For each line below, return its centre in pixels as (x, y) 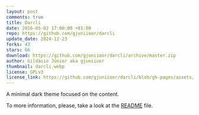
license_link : (24, 77)
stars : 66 (18, 50)
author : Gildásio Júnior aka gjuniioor (55, 61)
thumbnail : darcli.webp (36, 66)
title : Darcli (24, 22)
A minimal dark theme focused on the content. (63, 94)
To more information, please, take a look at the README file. (80, 106)
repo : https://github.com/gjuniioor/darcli (61, 34)
